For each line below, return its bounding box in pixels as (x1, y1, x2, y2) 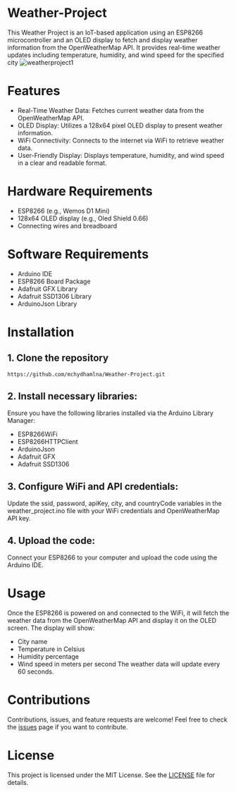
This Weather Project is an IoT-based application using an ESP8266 (7, 28, 204, 37)
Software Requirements (7, 247, 149, 262)
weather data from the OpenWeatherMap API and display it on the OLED (7, 617, 217, 624)
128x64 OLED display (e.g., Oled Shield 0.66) (17, 214, 149, 223)
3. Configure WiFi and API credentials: (7, 481, 178, 493)
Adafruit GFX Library (17, 284, 78, 293)
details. (7, 778, 29, 786)
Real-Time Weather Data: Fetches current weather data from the (17, 106, 204, 114)
